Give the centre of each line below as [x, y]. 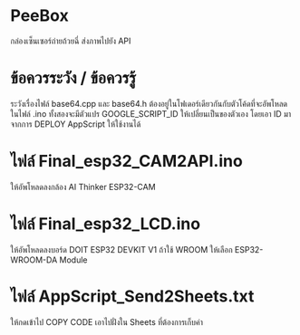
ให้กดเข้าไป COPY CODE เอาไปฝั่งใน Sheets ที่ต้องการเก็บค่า [106, 321]
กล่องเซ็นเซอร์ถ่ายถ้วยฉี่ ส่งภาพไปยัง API [71, 41]
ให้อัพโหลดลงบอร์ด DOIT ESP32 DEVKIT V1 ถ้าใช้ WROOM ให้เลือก [122, 249]
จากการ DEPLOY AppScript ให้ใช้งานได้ [76, 124]
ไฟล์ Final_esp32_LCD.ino [106, 224]
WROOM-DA [34, 260]
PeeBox [39, 16]
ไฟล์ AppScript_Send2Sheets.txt [132, 296]
